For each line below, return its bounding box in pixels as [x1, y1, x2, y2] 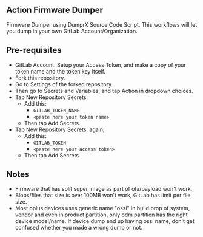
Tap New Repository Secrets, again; [15, 126, 105, 133]
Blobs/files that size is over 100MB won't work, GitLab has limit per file [15, 191, 191, 199]
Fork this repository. [15, 74, 65, 81]
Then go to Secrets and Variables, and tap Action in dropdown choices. [15, 87, 193, 94]
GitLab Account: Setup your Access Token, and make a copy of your [15, 61, 186, 69]
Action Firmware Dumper [6, 5, 103, 15]
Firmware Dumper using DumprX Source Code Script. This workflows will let [6, 21, 198, 28]
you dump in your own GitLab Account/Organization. [6, 27, 138, 35]
